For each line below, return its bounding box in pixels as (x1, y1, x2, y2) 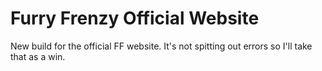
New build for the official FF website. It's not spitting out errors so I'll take (10, 40, 313, 52)
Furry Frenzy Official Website (10, 7, 260, 30)
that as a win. (10, 50, 66, 62)
